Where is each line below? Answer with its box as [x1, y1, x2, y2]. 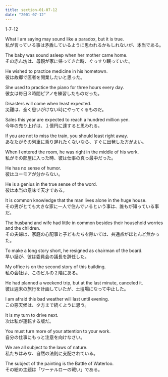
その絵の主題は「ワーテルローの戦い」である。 [5, 366, 102, 372]
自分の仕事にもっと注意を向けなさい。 [5, 334, 85, 340]
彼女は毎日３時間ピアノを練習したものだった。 [5, 90, 102, 96]
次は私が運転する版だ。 [5, 318, 54, 324]
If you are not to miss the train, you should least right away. [5, 133, 129, 139]
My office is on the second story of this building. [5, 264, 106, 270]
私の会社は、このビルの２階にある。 [5, 269, 81, 276]
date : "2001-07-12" [5, 12, 46, 17]
